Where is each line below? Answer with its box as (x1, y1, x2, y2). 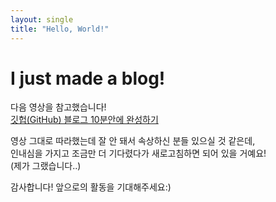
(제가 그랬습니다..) (10, 160, 82, 172)
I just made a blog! (10, 67, 166, 90)
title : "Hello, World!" (10, 24, 110, 34)
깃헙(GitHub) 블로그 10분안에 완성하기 (10, 114, 159, 126)
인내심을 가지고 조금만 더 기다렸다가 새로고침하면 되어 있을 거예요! (10, 147, 267, 160)
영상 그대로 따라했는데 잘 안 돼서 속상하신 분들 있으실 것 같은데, (10, 135, 256, 147)
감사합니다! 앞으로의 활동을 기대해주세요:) (10, 181, 172, 193)
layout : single (10, 14, 74, 25)
